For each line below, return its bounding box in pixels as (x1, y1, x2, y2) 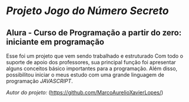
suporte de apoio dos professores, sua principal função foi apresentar (6, 59, 177, 65)
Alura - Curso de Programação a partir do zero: (6, 28, 182, 38)
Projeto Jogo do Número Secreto (6, 4, 169, 18)
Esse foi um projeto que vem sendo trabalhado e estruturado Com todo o (6, 52, 184, 60)
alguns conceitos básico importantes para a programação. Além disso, (6, 65, 178, 72)
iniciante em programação (6, 37, 105, 47)
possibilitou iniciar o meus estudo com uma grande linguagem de (6, 71, 165, 78)
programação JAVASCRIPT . (6, 78, 73, 84)
